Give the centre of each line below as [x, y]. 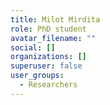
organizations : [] [48, 57]
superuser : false [46, 66]
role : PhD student [48, 29]
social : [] [33, 47]
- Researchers [48, 85]
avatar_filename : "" [53, 38]
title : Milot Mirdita [55, 19]
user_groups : [37, 76]
